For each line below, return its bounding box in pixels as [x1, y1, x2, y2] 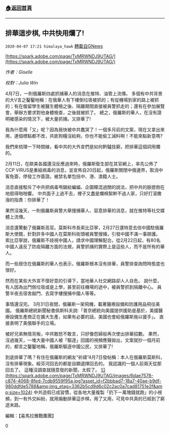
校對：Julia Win [5, 80, 38, 86]
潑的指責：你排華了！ [5, 197, 50, 203]
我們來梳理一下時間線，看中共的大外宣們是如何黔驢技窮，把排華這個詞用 [5, 144, 156, 150]
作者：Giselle [5, 69, 33, 75]
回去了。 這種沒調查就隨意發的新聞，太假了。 [5, 367, 100, 373]
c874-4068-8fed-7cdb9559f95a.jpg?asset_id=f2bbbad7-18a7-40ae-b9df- [5, 378, 162, 384]
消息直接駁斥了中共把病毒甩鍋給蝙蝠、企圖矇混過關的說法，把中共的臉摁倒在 [5, 184, 165, 190]
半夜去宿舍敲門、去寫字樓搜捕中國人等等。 [9, 290, 99, 296]
